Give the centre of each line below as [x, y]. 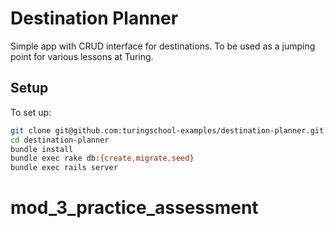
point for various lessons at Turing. [82, 56]
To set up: [31, 112]
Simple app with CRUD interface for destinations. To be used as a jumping [163, 46]
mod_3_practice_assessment [134, 208]
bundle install [42, 149]
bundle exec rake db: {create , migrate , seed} [102, 158]
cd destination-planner [60, 140]
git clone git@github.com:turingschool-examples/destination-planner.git [167, 130]
